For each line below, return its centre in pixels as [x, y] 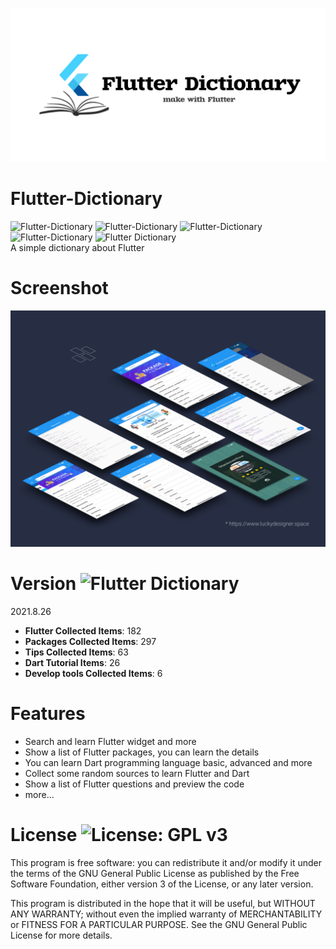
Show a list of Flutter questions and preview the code [134, 784]
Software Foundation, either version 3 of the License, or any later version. [162, 884]
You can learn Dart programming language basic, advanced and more [168, 762]
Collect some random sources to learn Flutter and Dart [137, 773]
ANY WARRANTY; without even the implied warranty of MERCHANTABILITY [166, 914]
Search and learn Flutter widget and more [110, 741]
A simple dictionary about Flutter [77, 248]
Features [48, 714]
